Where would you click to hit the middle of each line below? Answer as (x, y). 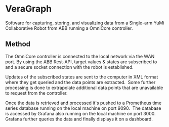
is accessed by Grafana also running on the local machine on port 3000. (80, 113)
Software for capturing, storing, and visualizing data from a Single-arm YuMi (85, 23)
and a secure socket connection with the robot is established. (69, 67)
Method (18, 44)
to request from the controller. (36, 93)
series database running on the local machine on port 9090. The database (83, 108)
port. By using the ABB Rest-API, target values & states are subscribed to (81, 62)
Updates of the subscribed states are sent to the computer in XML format (82, 77)
